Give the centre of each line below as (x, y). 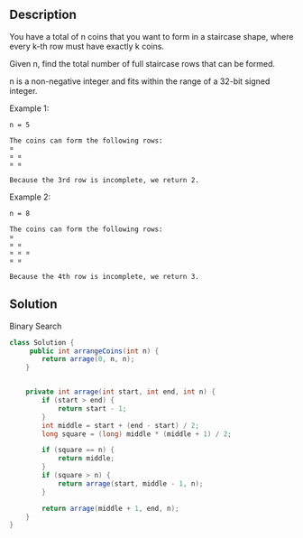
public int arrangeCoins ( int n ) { (94, 351)
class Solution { (42, 342)
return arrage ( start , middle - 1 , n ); (130, 483)
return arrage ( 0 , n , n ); (88, 359)
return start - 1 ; (92, 408)
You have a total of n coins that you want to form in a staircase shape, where (151, 36)
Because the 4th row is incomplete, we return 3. (105, 276)
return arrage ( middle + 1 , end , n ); (110, 508)
